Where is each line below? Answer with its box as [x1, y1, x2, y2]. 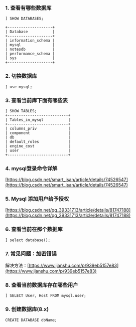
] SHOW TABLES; [5, 108, 37, 113]
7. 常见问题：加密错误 [5, 250, 57, 257]
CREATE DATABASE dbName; [5, 317, 57, 322]
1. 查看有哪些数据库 [5, 4, 52, 11]
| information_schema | [5, 38, 55, 43]
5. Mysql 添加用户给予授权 [5, 196, 69, 203]
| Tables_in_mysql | [5, 117, 71, 122]
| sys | [5, 56, 55, 61]
